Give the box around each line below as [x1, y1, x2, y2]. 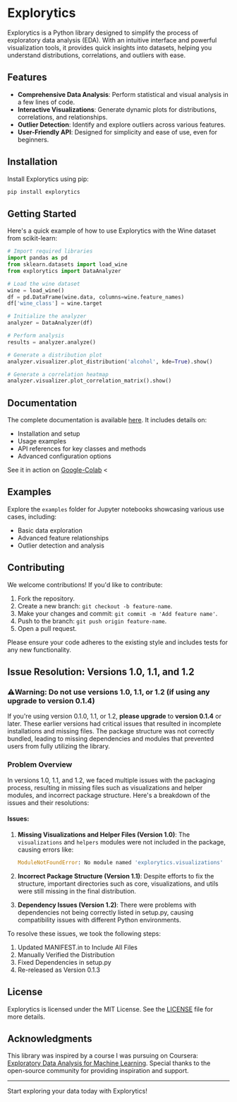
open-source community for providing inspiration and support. [7, 1067, 189, 1075]
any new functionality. [7, 645, 72, 654]
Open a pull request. [17, 624, 78, 632]
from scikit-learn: [7, 234, 58, 243]
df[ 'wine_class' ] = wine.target [7, 300, 102, 307]
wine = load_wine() [7, 286, 65, 294]
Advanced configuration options [17, 452, 111, 460]
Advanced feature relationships [17, 533, 109, 542]
